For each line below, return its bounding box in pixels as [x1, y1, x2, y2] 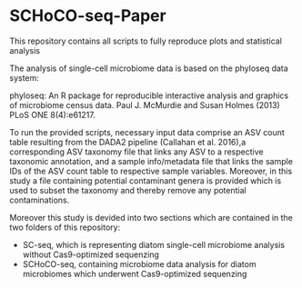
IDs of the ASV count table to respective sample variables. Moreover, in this [9, 165, 293, 176]
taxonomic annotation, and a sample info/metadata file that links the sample [9, 155, 294, 166]
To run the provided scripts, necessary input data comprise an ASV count [9, 126, 285, 137]
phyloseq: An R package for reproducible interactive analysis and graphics [9, 90, 289, 101]
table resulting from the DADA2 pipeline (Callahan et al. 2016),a [9, 136, 247, 147]
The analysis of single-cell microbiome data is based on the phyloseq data [9, 63, 288, 74]
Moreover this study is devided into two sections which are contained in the [9, 212, 294, 223]
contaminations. [9, 194, 70, 205]
